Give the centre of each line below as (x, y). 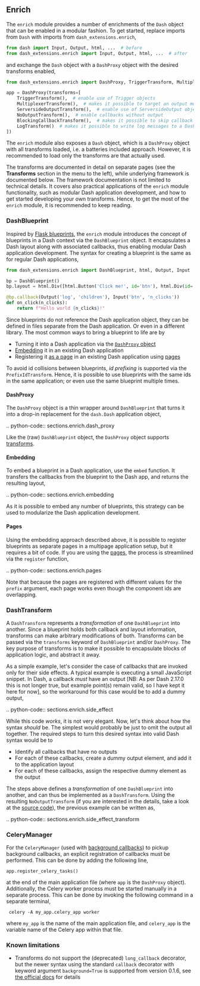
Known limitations (33, 945)
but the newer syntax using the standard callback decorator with (94, 965)
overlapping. (22, 594)
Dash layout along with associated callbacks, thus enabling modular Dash (96, 246)
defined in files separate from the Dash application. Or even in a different (96, 326)
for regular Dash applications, (43, 259)
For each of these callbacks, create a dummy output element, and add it (103, 758)
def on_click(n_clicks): (37, 303)
